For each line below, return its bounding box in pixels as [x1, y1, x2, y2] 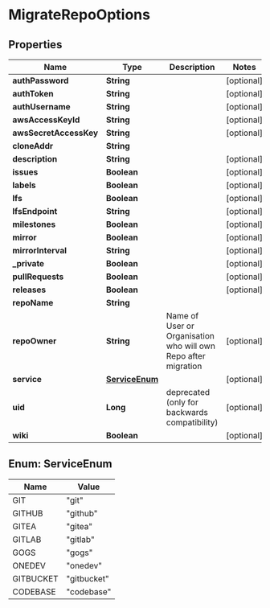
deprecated [166, 387, 211, 397]
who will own [166, 340, 215, 351]
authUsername [12, 101, 71, 112]
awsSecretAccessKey [12, 127, 99, 138]
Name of [166, 310, 199, 321]
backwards [166, 407, 209, 417]
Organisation [166, 331, 215, 341]
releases [12, 284, 47, 295]
